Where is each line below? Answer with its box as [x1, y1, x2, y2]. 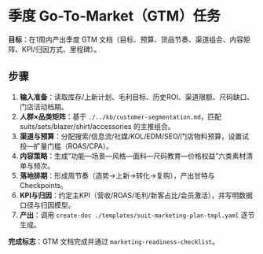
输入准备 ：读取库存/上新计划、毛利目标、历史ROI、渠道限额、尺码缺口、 [19, 92, 254, 101]
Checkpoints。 [19, 180, 68, 190]
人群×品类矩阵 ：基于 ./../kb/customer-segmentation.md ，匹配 [19, 112, 222, 121]
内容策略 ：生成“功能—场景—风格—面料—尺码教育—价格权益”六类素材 [19, 151, 247, 160]
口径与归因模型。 [19, 200, 75, 209]
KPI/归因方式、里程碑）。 [21, 44, 101, 53]
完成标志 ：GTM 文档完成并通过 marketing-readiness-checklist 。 [8, 237, 220, 246]
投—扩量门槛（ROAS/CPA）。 [19, 141, 114, 150]
